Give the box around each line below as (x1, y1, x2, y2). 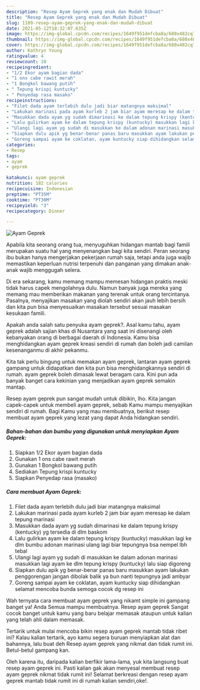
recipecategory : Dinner (6, 208, 65, 214)
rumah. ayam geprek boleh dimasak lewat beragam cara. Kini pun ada (6, 371, 177, 378)
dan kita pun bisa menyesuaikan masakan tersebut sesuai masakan (6, 304, 171, 311)
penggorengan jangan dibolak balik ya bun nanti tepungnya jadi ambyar (14, 573, 190, 580)
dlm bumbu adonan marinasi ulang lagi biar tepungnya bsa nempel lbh (14, 541, 187, 549)
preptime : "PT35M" (6, 191, 52, 197)
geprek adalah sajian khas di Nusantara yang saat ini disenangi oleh (6, 327, 173, 335)
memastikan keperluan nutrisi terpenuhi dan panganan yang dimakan (6, 260, 176, 267)
